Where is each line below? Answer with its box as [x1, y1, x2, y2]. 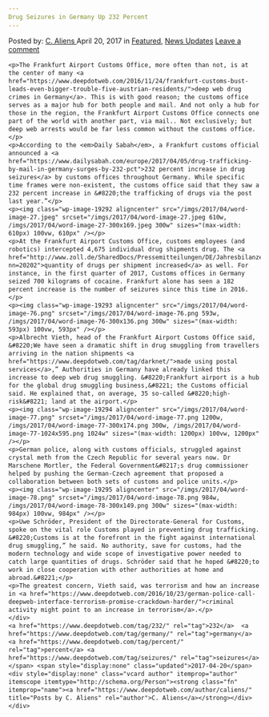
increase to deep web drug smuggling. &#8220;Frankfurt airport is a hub [8, 373, 260, 381]
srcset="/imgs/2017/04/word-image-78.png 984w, [58, 493, 220, 501]
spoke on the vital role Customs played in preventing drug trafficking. [8, 526, 260, 534]
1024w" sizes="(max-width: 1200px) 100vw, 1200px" [86, 429, 260, 437]
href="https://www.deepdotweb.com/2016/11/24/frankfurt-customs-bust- [8, 77, 249, 85]
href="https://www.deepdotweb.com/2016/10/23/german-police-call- [29, 590, 256, 598]
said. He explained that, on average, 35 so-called [8, 389, 184, 397]
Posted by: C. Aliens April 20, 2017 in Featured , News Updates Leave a [8, 36, 242, 46]
